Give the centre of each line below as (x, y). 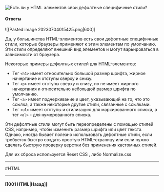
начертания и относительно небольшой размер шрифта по (74, 89)
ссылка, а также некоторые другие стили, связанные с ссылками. (82, 104)
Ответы (13, 19)
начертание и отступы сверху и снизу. (52, 78)
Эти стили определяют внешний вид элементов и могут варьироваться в (82, 49)
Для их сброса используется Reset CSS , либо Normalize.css (68, 154)
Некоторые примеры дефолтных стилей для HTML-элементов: (71, 64)
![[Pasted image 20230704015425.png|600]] (50, 30)
